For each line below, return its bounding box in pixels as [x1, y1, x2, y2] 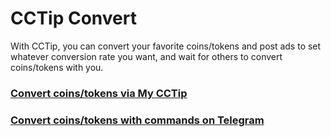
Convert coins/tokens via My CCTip [10, 86, 188, 100]
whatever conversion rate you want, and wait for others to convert [10, 50, 283, 62]
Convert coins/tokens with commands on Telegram [10, 113, 265, 127]
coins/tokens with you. [10, 61, 104, 73]
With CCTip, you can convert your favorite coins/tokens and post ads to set [10, 40, 322, 52]
